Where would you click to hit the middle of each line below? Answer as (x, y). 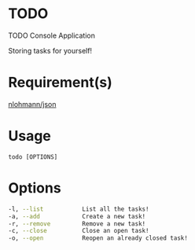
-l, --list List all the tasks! (79, 209)
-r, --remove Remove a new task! (77, 224)
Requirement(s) (60, 83)
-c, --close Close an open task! (79, 231)
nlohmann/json (32, 104)
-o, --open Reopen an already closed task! (98, 238)
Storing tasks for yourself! (50, 50)
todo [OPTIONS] (33, 157)
